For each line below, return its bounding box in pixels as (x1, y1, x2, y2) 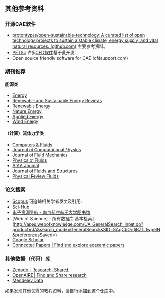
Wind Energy (12, 119, 39, 124)
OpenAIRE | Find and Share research (12, 272, 87, 278)
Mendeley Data (12, 277, 43, 283)
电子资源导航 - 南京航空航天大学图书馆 (12, 209, 91, 215)
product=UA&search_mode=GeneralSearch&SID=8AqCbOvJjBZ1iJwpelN (12, 227, 160, 233)
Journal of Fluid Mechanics (12, 152, 68, 158)
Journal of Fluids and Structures (12, 168, 78, 174)
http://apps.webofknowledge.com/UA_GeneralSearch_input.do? (14, 221, 144, 227)
